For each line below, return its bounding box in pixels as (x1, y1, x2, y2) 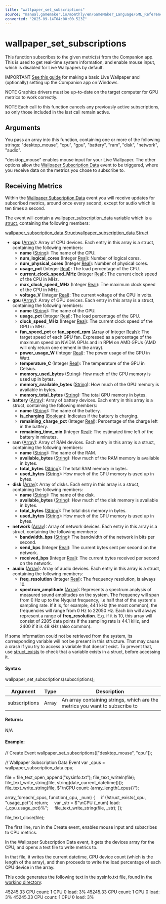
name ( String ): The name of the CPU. (19, 250, 96, 255)
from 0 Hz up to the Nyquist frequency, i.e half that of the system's (19, 597, 156, 603)
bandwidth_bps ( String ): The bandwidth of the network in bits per (19, 534, 155, 540)
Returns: (5, 716, 24, 722)
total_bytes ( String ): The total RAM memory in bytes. (19, 465, 128, 471)
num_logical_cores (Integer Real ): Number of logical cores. (19, 255, 141, 261)
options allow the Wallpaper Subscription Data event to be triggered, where (5, 162, 159, 168)
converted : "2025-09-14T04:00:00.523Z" (5, 16, 87, 21)
